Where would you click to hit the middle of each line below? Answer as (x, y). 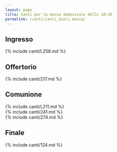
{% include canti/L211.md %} (35, 106)
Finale (15, 133)
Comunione (24, 94)
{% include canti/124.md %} (34, 145)
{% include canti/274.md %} (34, 117)
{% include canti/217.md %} (34, 79)
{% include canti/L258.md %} (36, 51)
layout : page (19, 10)
